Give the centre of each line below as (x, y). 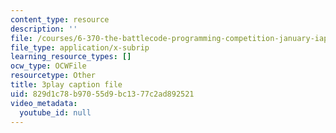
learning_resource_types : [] (71, 57)
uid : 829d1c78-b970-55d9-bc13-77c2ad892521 (102, 94)
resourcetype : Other (53, 76)
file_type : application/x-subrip (80, 47)
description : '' (44, 29)
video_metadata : (44, 103)
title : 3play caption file (66, 85)
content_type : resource (60, 19)
